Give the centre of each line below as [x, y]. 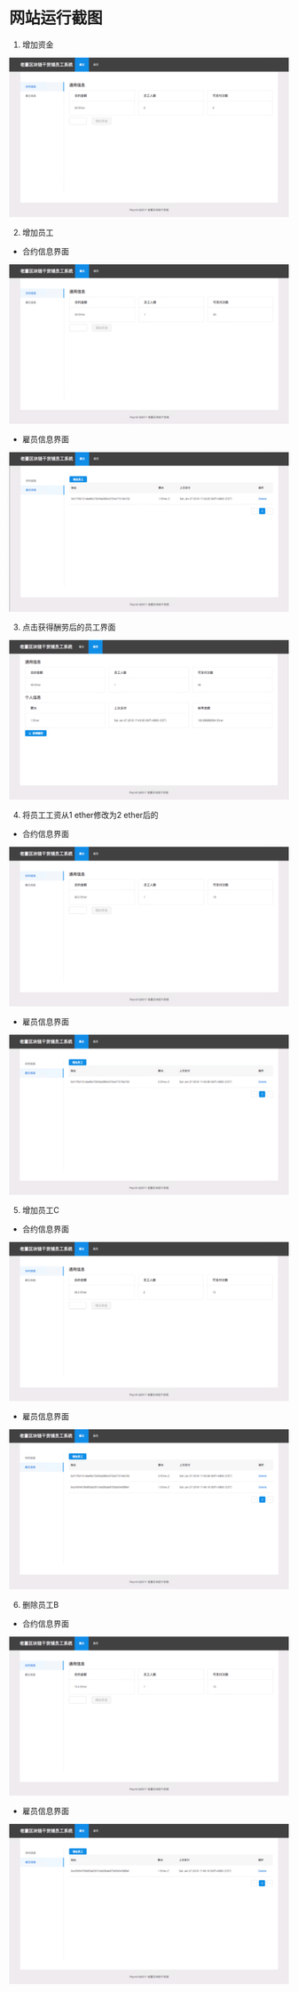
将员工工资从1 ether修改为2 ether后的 [90, 815]
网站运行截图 [56, 18]
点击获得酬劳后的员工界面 [69, 627]
